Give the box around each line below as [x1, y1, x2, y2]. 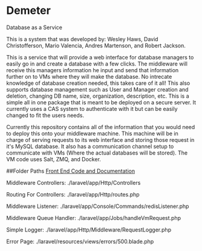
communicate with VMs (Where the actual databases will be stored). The [6, 149, 188, 156]
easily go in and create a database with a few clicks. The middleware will [6, 60, 187, 67]
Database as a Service [6, 24, 62, 31]
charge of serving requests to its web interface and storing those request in [6, 136, 195, 143]
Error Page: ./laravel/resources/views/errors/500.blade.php [6, 238, 154, 245]
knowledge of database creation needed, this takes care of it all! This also [6, 79, 191, 87]
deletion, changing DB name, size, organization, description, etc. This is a [6, 92, 189, 99]
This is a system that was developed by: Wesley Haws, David [6, 35, 158, 42]
